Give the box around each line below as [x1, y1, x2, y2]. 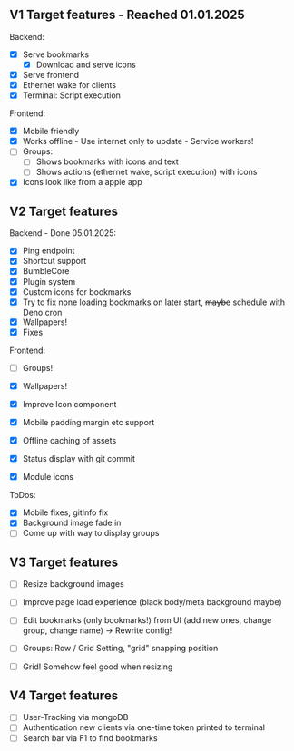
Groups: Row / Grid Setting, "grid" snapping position [22, 643, 219, 654]
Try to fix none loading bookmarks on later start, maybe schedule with [22, 297, 286, 307]
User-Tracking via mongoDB [22, 712, 129, 723]
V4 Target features [9, 688, 119, 703]
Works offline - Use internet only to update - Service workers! [22, 136, 254, 147]
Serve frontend [22, 69, 80, 80]
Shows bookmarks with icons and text [35, 156, 179, 167]
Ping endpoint [22, 245, 75, 257]
